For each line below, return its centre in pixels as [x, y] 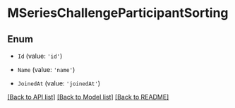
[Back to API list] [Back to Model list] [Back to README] [88, 97]
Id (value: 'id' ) [40, 56]
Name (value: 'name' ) [46, 70]
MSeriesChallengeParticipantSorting [118, 13]
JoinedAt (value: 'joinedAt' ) [59, 83]
